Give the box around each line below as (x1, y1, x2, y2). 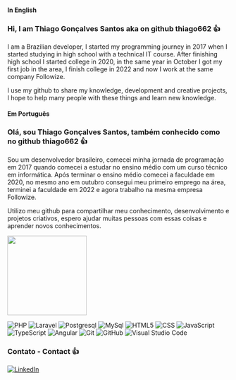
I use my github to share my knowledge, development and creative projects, (7, 85, 228, 95)
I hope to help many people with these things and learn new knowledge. (7, 93, 216, 102)
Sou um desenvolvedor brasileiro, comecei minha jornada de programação (7, 155, 224, 164)
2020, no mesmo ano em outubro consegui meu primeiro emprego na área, (7, 177, 226, 186)
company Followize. (7, 72, 66, 81)
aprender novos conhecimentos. (7, 221, 102, 230)
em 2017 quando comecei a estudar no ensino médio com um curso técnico (7, 162, 228, 171)
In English (7, 6, 37, 14)
